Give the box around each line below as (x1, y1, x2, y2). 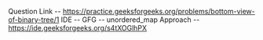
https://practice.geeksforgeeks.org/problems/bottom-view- (62, 7, 255, 16)
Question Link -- (8, 7, 61, 16)
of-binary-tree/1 (8, 15, 60, 24)
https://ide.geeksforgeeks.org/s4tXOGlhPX (8, 24, 148, 32)
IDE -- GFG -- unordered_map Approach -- (60, 15, 200, 24)
